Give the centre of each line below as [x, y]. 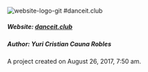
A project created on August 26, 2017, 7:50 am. [74, 62]
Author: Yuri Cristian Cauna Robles [59, 44]
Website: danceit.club [40, 26]
